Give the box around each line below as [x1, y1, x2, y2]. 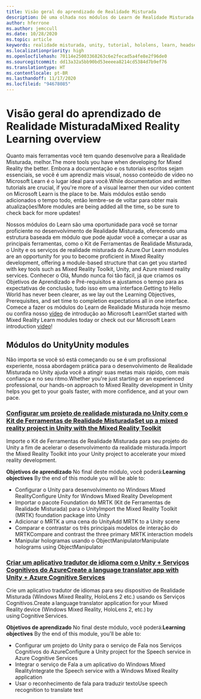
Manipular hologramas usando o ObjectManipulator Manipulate [14, 537, 169, 545]
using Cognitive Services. [6, 612, 69, 619]
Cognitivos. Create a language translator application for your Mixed [6, 600, 168, 607]
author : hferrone [6, 20, 50, 26]
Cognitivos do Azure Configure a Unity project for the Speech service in [14, 648, 191, 655]
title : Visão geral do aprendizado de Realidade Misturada [6, 8, 157, 15]
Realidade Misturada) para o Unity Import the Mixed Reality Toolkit [14, 505, 178, 512]
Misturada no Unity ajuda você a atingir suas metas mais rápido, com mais [6, 369, 190, 376]
